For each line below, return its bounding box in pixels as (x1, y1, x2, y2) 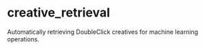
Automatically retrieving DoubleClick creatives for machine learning (7, 28, 198, 36)
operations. (7, 35, 40, 43)
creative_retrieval (7, 5, 110, 21)
